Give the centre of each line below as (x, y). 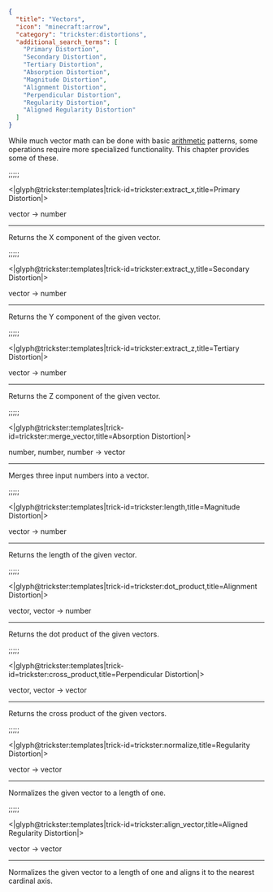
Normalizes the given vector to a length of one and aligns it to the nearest (131, 872)
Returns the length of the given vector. (73, 555)
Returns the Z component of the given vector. (84, 396)
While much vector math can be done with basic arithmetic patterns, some (133, 141)
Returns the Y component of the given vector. (84, 317)
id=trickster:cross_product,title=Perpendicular (86, 674)
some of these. (34, 158)
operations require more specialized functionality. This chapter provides (129, 149)
